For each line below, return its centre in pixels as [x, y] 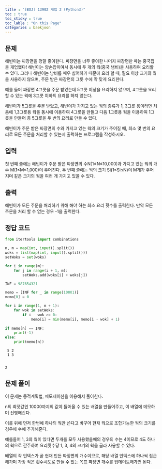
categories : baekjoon [28, 28]
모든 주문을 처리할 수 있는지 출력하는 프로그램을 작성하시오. [69, 134]
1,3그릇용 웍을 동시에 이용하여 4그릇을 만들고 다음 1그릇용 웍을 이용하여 [81, 112]
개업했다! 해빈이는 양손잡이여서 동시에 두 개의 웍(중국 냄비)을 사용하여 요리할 [82, 67]
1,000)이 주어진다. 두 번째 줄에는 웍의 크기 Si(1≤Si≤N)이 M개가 [86, 170]
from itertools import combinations [42, 240]
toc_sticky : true [23, 18]
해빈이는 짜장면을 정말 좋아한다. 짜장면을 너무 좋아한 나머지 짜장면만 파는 [73, 61]
